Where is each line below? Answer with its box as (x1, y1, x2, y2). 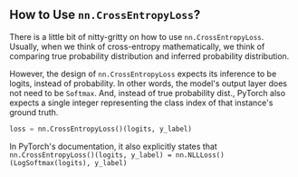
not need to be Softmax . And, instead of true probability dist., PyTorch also (9, 87, 286, 98)
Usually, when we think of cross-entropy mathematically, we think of (9, 41, 265, 52)
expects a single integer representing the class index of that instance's (9, 97, 274, 108)
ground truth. (9, 106, 59, 117)
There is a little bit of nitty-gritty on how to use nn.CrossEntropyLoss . (9, 31, 264, 42)
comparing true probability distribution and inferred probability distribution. (9, 50, 290, 62)
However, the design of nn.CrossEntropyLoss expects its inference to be (9, 68, 277, 79)
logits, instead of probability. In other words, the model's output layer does (9, 77, 288, 89)
